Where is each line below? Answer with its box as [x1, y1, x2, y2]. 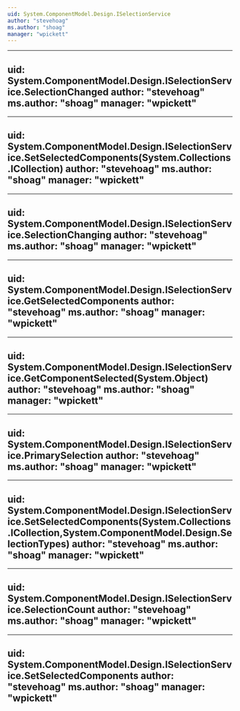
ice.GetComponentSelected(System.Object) [7, 372, 209, 384]
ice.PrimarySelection [7, 449, 104, 462]
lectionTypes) [7, 537, 70, 550]
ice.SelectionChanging [7, 229, 112, 242]
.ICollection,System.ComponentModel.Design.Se [7, 527, 233, 539]
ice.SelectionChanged [7, 86, 109, 98]
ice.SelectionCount [7, 604, 95, 616]
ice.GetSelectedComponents [7, 295, 139, 307]
